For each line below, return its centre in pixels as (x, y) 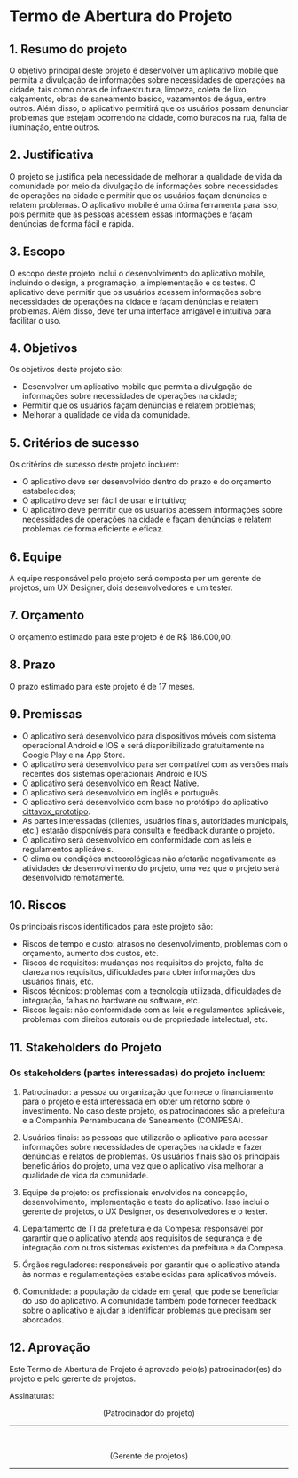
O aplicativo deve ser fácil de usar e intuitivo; (104, 500)
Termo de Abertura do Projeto (121, 16)
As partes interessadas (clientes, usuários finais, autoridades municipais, (155, 820)
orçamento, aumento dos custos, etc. (90, 954)
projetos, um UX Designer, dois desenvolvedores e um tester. (121, 587)
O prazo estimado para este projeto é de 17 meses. (102, 686)
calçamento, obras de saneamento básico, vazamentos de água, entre (138, 99)
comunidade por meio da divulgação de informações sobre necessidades (144, 186)
